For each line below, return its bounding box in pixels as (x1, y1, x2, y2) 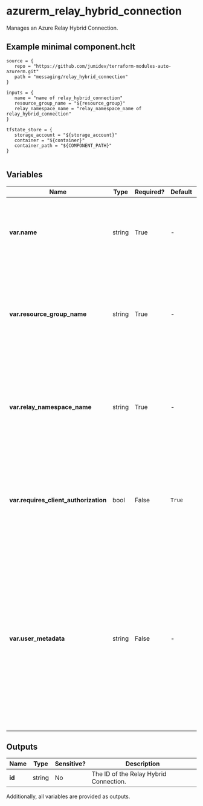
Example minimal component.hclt (6, 42, 136, 52)
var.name (9, 228, 37, 237)
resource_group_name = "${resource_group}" (14, 100, 126, 106)
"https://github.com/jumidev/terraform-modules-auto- (33, 63, 172, 69)
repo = (14, 63, 31, 69)
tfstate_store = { (6, 126, 53, 133)
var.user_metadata (9, 634, 65, 643)
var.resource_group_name (9, 310, 87, 318)
